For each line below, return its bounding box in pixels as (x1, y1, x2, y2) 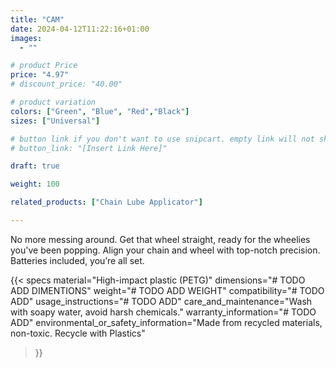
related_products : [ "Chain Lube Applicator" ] (10, 197, 203, 208)
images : (10, 33, 43, 43)
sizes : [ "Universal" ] (10, 116, 101, 126)
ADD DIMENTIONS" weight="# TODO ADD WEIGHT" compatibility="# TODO (10, 284, 325, 296)
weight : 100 (10, 179, 60, 190)
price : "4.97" (10, 70, 70, 80)
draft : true (10, 161, 60, 171)
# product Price (10, 61, 78, 71)
